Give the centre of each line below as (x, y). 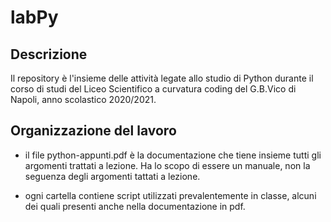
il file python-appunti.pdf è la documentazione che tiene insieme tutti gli (173, 155)
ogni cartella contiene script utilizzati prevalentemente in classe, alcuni (170, 195)
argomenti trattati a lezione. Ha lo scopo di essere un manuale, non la (167, 165)
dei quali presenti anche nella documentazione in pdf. (135, 206)
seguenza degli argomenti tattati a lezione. (112, 176)
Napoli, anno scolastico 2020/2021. (83, 99)
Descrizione (49, 54)
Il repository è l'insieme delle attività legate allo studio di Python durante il (162, 78)
